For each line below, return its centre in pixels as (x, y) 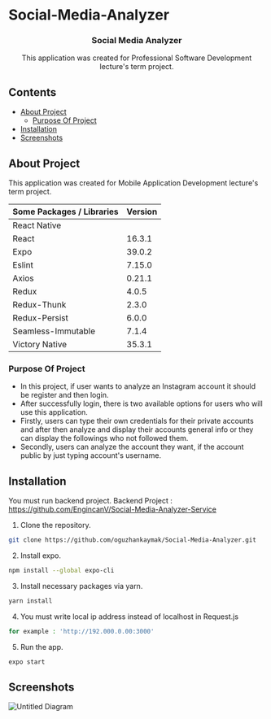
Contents (33, 92)
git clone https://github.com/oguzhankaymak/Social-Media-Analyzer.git (132, 540)
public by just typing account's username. (90, 455)
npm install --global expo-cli (61, 571)
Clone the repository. (55, 525)
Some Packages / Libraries (66, 211)
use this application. (54, 412)
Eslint (23, 265)
